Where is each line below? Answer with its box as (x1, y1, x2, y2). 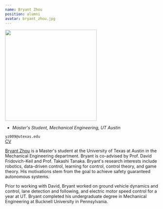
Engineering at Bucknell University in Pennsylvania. (5, 199, 108, 205)
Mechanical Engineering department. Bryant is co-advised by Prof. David (5, 153, 152, 159)
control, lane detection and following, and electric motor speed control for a (5, 188, 157, 194)
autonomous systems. (5, 174, 50, 180)
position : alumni (5, 12, 41, 17)
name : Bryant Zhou (5, 7, 42, 12)
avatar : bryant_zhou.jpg (5, 16, 56, 21)
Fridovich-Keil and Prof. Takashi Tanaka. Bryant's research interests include (5, 158, 157, 164)
